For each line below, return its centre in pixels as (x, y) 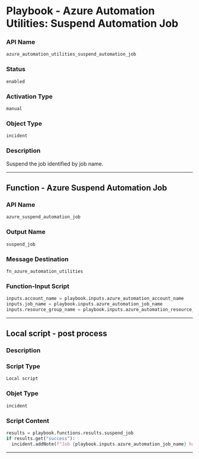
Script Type (23, 366)
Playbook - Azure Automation (81, 11)
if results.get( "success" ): (41, 438)
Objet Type (22, 394)
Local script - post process (57, 334)
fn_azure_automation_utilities (45, 271)
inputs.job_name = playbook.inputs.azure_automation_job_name (84, 304)
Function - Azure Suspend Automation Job (87, 188)
